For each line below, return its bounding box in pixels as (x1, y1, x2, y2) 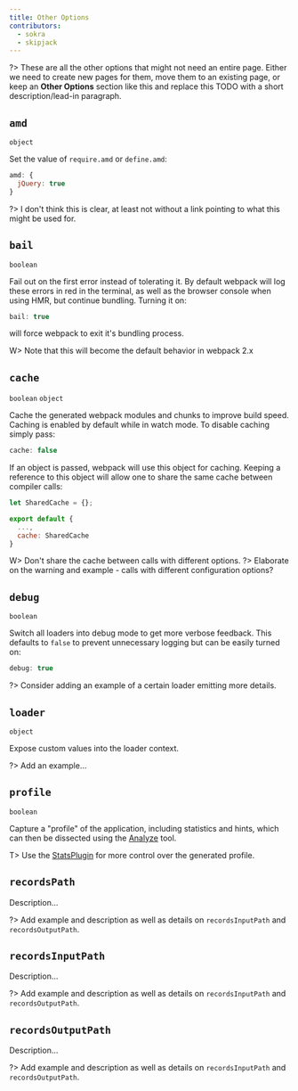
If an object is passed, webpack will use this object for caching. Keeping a (9, 463, 281, 473)
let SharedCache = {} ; (9, 498, 93, 508)
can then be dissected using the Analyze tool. (9, 833, 177, 843)
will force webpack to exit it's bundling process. (9, 328, 184, 339)
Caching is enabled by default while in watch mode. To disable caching (9, 420, 270, 431)
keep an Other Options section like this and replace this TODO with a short (9, 81, 284, 92)
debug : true (9, 664, 53, 673)
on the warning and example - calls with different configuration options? (9, 565, 274, 576)
